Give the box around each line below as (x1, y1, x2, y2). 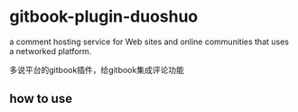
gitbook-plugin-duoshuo (9, 6, 199, 27)
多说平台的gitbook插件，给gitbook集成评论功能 (9, 64, 185, 75)
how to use (9, 91, 73, 107)
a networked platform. (9, 45, 92, 56)
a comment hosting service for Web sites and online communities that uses (9, 36, 289, 47)
